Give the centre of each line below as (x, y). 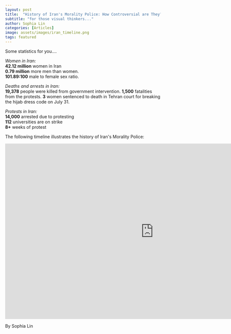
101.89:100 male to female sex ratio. (42, 76)
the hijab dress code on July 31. (38, 102)
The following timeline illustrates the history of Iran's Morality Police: (75, 137)
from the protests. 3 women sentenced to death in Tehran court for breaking (83, 96)
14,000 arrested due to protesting (40, 116)
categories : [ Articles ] (30, 28)
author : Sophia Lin (25, 23)
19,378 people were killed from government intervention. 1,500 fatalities (78, 91)
